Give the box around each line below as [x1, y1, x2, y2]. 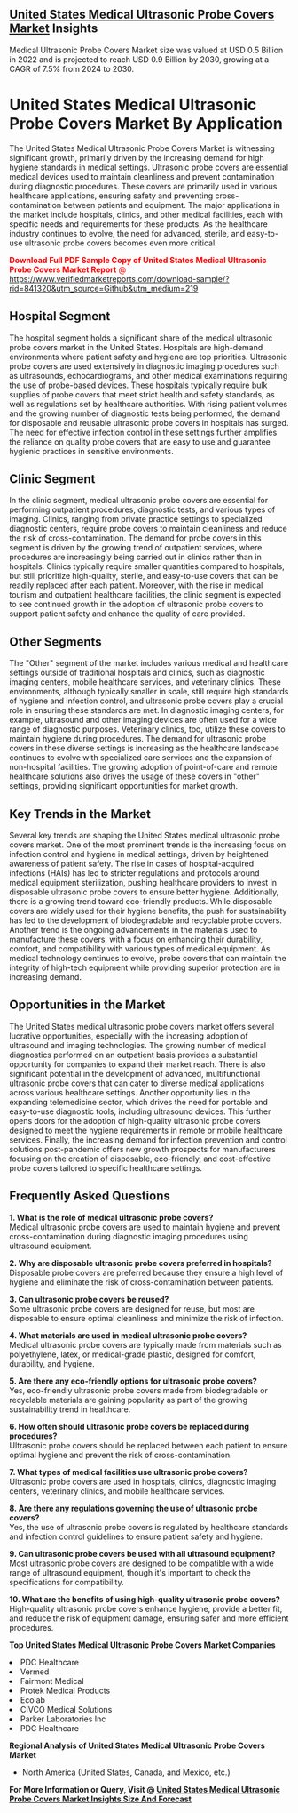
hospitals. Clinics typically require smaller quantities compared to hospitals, [9, 561, 286, 572]
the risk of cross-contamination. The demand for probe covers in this [9, 533, 262, 543]
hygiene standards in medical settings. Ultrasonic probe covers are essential [9, 162, 289, 172]
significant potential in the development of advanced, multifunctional [9, 1068, 261, 1079]
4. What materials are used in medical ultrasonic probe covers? [9, 1329, 247, 1341]
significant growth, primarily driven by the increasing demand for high [9, 152, 264, 163]
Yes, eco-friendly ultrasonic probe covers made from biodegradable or [9, 1384, 268, 1395]
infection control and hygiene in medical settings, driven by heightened [9, 849, 269, 859]
